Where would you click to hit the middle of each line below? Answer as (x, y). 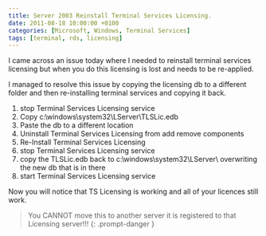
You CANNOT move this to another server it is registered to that (132, 215)
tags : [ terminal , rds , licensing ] (66, 38)
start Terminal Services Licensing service (88, 176)
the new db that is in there (63, 167)
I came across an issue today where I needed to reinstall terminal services (130, 61)
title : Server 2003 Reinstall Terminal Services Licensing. (110, 16)
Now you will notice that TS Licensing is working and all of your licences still (133, 191)
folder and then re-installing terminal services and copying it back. (117, 93)
